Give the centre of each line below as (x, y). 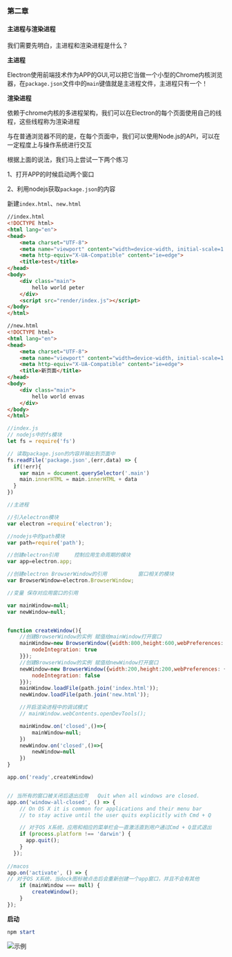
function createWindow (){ (44, 630)
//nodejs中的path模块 (36, 536)
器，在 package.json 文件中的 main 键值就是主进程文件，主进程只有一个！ (108, 84)
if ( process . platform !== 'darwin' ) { (75, 834)
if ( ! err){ (27, 466)
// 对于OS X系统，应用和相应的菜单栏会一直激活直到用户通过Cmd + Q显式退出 (116, 828)
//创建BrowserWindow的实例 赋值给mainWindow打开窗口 (91, 637)
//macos (18, 866)
